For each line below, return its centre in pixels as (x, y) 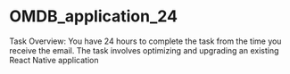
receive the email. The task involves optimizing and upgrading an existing (144, 50)
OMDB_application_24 (94, 16)
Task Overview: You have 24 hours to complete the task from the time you (145, 41)
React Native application (54, 60)
